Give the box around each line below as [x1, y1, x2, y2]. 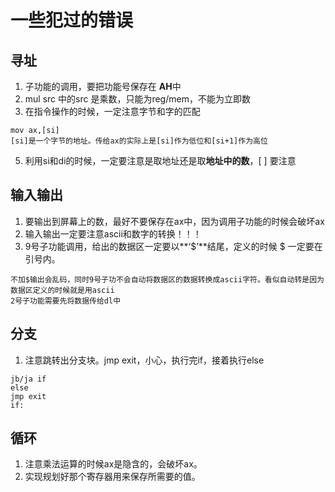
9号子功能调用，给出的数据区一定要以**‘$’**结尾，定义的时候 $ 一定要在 [24, 240, 323, 252]
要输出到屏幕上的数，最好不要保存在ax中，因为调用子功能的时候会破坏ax [24, 215, 325, 227]
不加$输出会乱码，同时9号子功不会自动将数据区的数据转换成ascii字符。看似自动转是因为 [10, 274, 325, 285]
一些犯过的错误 [10, 9, 134, 32]
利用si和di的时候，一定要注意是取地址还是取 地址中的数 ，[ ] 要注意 [24, 155, 297, 166]
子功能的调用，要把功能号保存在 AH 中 [24, 81, 182, 92]
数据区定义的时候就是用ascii [10, 285, 115, 295]
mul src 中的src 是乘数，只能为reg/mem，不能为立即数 [24, 93, 251, 105]
